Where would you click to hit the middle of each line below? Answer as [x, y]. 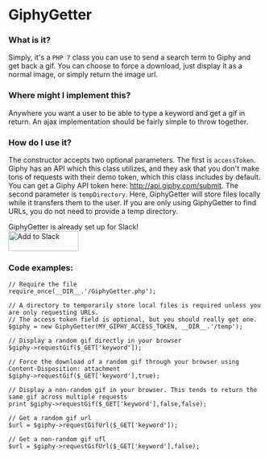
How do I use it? [40, 142]
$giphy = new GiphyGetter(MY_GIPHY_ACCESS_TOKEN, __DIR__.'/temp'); [126, 327]
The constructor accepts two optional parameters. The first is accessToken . [132, 160]
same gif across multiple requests [68, 397]
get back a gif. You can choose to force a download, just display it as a [126, 66]
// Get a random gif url [50, 419]
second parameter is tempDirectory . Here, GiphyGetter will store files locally [134, 194]
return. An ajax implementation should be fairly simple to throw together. [128, 122]
